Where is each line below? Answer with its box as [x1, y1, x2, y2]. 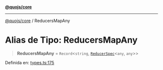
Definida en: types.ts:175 [5, 59, 54, 65]
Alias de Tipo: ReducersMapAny [5, 35, 138, 46]
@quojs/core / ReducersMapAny [5, 18, 70, 23]
